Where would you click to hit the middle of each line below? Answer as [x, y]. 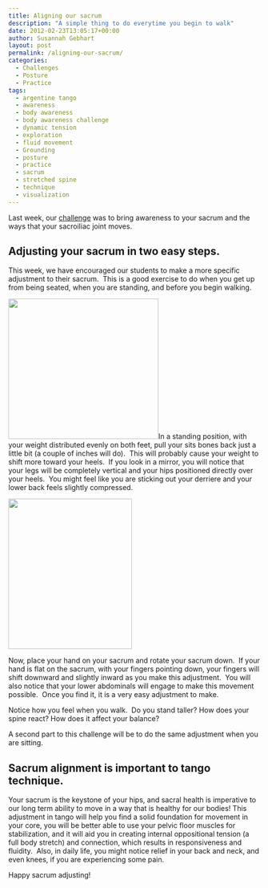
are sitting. [26, 743]
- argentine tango [46, 98]
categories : [28, 61]
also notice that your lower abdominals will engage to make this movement [131, 686]
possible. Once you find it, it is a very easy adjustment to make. [114, 695]
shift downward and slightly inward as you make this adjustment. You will [130, 678]
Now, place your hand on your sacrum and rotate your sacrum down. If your [134, 661]
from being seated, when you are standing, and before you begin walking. [130, 288]
